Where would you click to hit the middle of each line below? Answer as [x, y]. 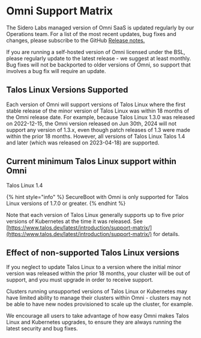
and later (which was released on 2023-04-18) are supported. [83, 143]
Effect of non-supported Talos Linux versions [93, 253]
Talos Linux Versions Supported [67, 90]
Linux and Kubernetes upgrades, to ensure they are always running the [94, 322]
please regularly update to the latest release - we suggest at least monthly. [99, 58]
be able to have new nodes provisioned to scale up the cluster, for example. [100, 304]
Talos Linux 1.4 [25, 185]
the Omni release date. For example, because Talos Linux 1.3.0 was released [100, 117]
